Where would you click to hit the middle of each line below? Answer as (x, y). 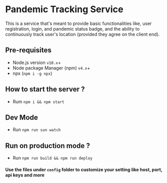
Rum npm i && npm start (38, 101)
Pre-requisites (28, 50)
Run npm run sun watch (36, 130)
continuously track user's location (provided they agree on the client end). (82, 34)
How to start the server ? (45, 89)
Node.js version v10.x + (37, 63)
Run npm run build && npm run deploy (52, 158)
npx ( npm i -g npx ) (32, 73)
